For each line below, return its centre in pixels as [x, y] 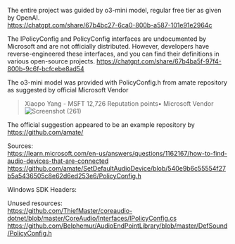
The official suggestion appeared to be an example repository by [101, 125]
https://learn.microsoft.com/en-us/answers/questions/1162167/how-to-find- [117, 153]
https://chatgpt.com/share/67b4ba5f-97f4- [159, 61]
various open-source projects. [51, 61]
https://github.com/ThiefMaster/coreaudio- [70, 211]
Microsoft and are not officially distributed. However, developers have [108, 46]
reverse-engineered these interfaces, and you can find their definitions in [113, 54]
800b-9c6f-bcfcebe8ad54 [46, 69]
